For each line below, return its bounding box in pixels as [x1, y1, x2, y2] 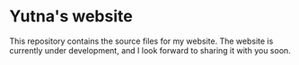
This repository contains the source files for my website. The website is [9, 36, 274, 46]
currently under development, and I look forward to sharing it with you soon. [9, 45, 292, 55]
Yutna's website [9, 6, 133, 27]
